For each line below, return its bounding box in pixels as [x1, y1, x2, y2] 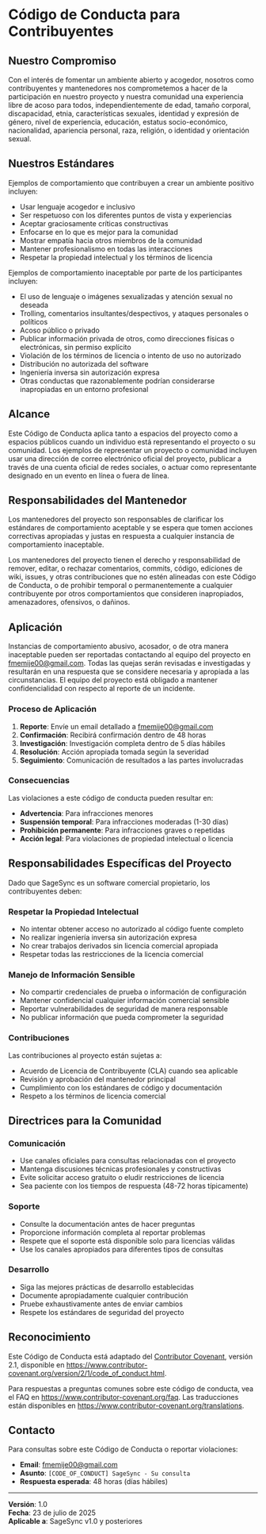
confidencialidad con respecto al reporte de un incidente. [8, 684, 196, 694]
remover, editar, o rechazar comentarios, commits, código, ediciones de [8, 563, 243, 573]
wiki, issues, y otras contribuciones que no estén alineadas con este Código [8, 572, 256, 582]
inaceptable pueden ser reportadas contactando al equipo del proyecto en [8, 650, 251, 659]
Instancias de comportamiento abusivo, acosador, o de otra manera [8, 641, 229, 652]
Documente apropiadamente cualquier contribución [19, 1290, 188, 1300]
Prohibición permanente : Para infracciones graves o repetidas [19, 825, 226, 835]
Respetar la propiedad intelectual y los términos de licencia [19, 252, 213, 262]
